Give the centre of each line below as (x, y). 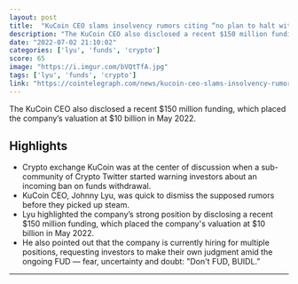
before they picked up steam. (76, 205)
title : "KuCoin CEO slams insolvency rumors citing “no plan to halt (142, 26)
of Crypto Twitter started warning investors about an (161, 177)
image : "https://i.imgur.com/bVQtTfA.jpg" (89, 67)
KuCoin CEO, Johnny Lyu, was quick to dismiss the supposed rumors (148, 195)
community (43, 177)
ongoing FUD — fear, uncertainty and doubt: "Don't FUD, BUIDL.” (141, 262)
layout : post (33, 17)
